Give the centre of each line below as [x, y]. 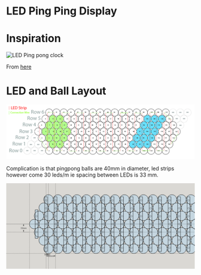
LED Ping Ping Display [62, 11]
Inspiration [33, 39]
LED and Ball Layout [56, 91]
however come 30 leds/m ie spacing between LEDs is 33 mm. [82, 175]
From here [19, 67]
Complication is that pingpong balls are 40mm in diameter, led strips [90, 168]
